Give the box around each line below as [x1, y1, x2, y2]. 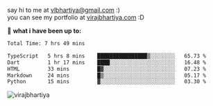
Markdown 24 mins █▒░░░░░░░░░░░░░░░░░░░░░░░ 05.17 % [7, 72, 207, 79]
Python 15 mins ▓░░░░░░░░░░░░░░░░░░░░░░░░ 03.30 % [7, 78, 207, 85]
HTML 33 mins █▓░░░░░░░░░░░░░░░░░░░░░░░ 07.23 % [7, 65, 207, 72]
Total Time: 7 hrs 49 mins [7, 40, 85, 47]
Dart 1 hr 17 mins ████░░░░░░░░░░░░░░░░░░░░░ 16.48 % [7, 59, 207, 66]
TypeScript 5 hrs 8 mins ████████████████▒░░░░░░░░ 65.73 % [7, 52, 207, 60]
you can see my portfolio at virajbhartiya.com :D [7, 13, 144, 21]
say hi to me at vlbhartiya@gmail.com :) [7, 6, 120, 14]
